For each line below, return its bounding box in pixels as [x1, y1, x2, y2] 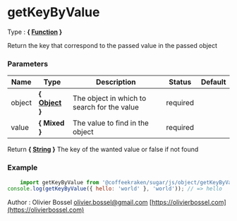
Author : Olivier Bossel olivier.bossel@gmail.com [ [7, 198, 152, 207]
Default [200, 77, 226, 87]
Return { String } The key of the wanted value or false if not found [7, 145, 199, 154]
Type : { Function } [7, 28, 63, 36]
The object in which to [73, 93, 147, 103]
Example [7, 163, 38, 173]
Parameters [7, 59, 48, 68]
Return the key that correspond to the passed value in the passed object [7, 41, 217, 49]
